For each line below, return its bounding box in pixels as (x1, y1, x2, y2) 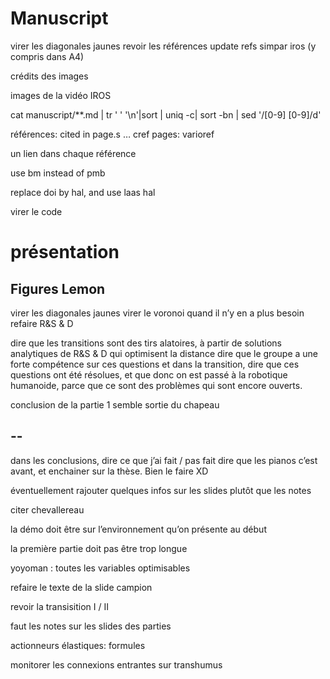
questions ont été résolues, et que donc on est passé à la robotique (10, 368, 288, 381)
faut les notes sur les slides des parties (10, 620, 172, 632)
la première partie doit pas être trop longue (10, 542, 188, 554)
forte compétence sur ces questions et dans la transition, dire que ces (10, 358, 300, 370)
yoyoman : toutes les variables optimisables (10, 562, 191, 574)
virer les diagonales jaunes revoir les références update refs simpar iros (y (10, 40, 317, 52)
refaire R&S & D (10, 317, 74, 329)
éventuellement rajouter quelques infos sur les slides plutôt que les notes (10, 484, 312, 496)
